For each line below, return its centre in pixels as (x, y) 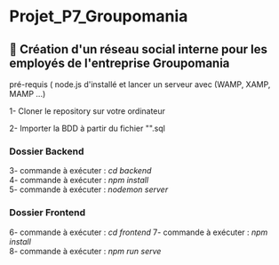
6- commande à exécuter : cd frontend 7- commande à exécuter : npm (139, 232)
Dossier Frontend (48, 213)
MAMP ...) (28, 94)
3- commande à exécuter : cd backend (80, 171)
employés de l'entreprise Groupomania (120, 63)
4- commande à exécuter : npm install (79, 181)
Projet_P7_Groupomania (99, 16)
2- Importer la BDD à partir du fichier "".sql (88, 128)
